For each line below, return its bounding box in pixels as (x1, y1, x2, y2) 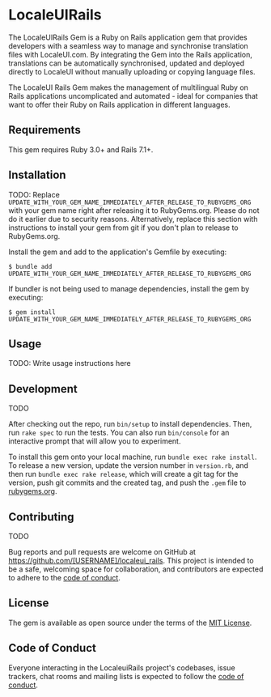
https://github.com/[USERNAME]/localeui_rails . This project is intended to (8, 556, 254, 565)
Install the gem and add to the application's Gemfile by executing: (8, 247, 227, 257)
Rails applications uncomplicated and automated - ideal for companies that (8, 91, 259, 100)
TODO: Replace (8, 189, 61, 199)
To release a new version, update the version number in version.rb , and (8, 461, 249, 470)
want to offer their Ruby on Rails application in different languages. (8, 100, 231, 109)
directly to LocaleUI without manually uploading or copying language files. (8, 66, 256, 76)
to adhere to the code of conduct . (8, 573, 121, 582)
